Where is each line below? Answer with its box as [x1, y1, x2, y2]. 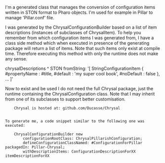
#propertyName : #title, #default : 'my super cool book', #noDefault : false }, [5, 71, 160, 76]
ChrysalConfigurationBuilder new [14, 132, 83, 137]
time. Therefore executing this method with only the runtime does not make [5, 51, 159, 56]
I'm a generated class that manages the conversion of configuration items [5, 4, 156, 10]
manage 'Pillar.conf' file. [5, 15, 54, 20]
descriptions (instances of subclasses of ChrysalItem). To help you [5, 30, 141, 35]
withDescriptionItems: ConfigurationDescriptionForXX [23, 149, 136, 154]
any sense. [5, 56, 28, 61]
